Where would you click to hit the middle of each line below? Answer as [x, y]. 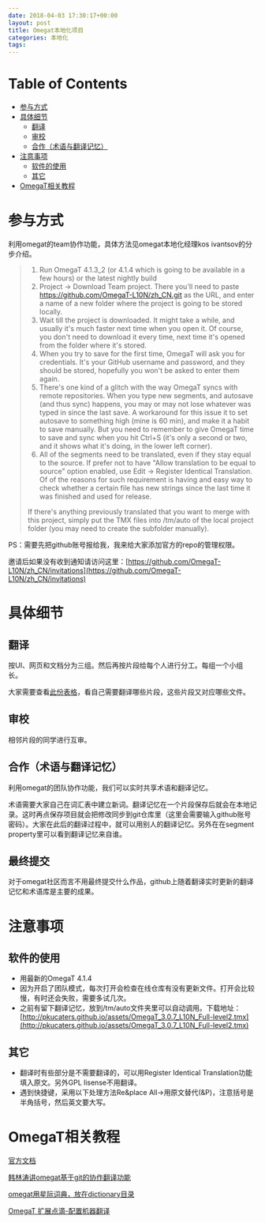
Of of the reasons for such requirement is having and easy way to [146, 480]
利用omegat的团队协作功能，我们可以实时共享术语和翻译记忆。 [110, 788]
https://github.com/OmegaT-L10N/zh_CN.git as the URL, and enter [147, 295]
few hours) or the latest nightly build [98, 278]
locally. [51, 312]
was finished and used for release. [95, 496]
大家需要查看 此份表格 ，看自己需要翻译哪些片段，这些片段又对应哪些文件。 [129, 692]
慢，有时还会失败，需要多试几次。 [75, 998]
